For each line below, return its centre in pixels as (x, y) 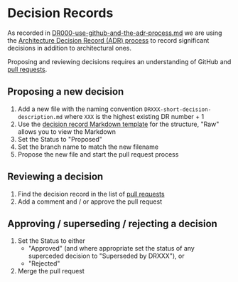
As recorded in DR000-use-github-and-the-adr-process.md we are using (115, 33)
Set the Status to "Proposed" (60, 139)
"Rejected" (44, 263)
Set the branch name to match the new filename (88, 147)
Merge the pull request (51, 271)
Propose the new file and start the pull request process (98, 154)
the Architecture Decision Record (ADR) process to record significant (108, 40)
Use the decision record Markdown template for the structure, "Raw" (118, 124)
